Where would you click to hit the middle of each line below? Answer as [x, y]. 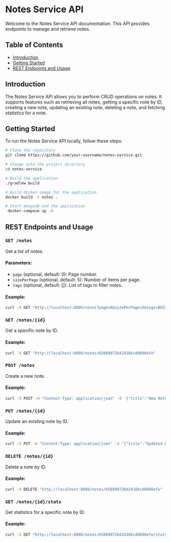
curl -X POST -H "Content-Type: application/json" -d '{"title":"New [81, 398]
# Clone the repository [31, 151]
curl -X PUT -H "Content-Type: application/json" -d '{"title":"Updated [84, 444]
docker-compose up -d [30, 211]
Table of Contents [34, 45]
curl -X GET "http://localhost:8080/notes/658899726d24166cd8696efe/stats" [87, 535]
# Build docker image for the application [51, 192]
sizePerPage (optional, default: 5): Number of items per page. [77, 280]
